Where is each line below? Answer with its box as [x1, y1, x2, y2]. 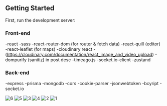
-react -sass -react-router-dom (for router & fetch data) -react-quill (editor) [5, 41, 160, 47]
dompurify [5, 57, 27, 63]
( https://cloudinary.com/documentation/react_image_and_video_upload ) [5, 52, 154, 58]
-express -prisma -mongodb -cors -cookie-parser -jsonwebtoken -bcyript [5, 81, 159, 87]
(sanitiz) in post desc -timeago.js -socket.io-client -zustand [27, 57, 151, 63]
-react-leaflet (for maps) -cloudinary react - [5, 46, 96, 52]
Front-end [5, 29, 31, 36]
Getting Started [5, 4, 55, 12]
